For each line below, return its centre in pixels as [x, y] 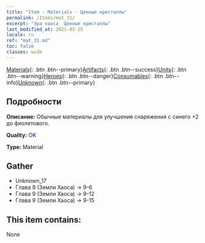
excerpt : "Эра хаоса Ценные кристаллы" [59, 23]
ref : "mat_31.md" [28, 40]
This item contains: [44, 219]
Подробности [34, 102]
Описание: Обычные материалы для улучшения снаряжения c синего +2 [102, 117]
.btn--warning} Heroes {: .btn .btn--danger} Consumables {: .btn [85, 76]
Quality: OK [21, 135]
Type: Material [25, 147]
